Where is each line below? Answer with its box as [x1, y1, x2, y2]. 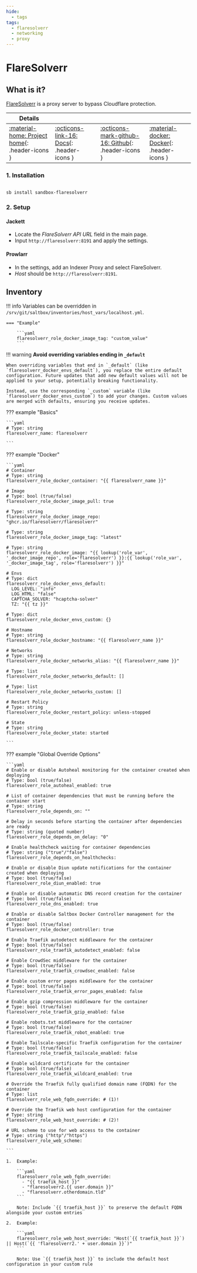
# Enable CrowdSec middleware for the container [6, 958, 127, 964]
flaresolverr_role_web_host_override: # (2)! [6, 1117, 119, 1124]
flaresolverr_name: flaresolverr [6, 431, 88, 436]
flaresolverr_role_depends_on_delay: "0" [6, 834, 109, 840]
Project [27, 132, 48, 139]
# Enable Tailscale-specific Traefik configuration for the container [6, 1040, 182, 1046]
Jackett [6, 218, 25, 225]
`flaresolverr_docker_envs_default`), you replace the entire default [6, 368, 182, 374]
